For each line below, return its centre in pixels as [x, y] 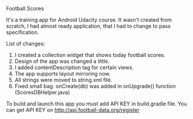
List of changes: [26, 44]
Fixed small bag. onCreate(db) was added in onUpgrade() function [95, 86]
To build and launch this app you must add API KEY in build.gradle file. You [96, 104]
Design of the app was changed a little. [62, 61]
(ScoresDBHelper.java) [42, 92]
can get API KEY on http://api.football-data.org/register [73, 110]
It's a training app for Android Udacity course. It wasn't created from [89, 20]
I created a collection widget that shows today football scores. [90, 55]
